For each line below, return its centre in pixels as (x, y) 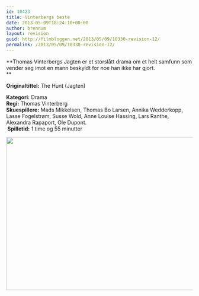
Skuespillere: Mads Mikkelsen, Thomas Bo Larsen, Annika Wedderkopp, (95, 110)
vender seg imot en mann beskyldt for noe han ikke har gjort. (81, 68)
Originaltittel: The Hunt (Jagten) (46, 85)
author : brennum (26, 28)
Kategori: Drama (27, 97)
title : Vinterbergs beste (38, 17)
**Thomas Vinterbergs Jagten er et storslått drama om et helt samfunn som (99, 61)
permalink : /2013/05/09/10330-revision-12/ (61, 45)
